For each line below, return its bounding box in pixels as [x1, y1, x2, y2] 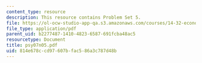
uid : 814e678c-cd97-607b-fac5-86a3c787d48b [6, 48, 117, 54]
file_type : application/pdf [6, 25, 77, 32]
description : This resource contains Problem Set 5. [6, 14, 141, 20]
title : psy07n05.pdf [6, 43, 58, 49]
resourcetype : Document [6, 37, 66, 43]
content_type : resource [6, 8, 66, 15]
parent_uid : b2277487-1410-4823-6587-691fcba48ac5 [6, 31, 136, 37]
